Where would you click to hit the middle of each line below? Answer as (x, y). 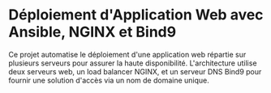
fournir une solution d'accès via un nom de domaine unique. (109, 80)
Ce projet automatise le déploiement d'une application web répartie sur (127, 54)
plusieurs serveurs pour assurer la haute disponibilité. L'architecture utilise (133, 63)
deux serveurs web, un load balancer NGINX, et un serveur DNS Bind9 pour (135, 71)
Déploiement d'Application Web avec (136, 15)
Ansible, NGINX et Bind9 (92, 32)
